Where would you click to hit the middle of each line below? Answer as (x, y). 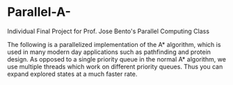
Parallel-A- (39, 12)
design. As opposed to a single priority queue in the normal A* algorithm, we (116, 59)
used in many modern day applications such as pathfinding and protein (109, 52)
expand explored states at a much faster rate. (72, 74)
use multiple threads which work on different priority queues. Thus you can (115, 66)
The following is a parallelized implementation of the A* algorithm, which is (114, 44)
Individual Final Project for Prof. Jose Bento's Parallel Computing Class (109, 31)
